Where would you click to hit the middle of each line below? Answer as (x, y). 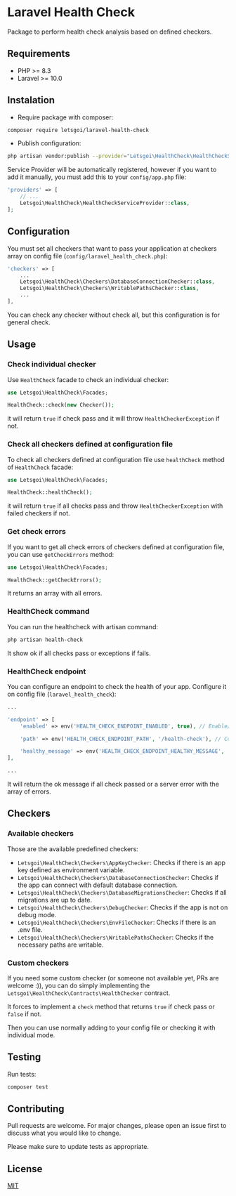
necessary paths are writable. (60, 945)
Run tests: (22, 1074)
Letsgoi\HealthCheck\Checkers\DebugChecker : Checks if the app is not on (123, 907)
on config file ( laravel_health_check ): (62, 694)
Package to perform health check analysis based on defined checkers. (110, 32)
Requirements (39, 54)
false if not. (25, 1014)
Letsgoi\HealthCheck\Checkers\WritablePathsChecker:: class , (110, 289)
